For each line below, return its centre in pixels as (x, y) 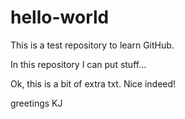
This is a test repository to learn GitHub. (92, 45)
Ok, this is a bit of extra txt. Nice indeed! (93, 83)
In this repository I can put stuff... (78, 64)
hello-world (60, 17)
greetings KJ (36, 103)
